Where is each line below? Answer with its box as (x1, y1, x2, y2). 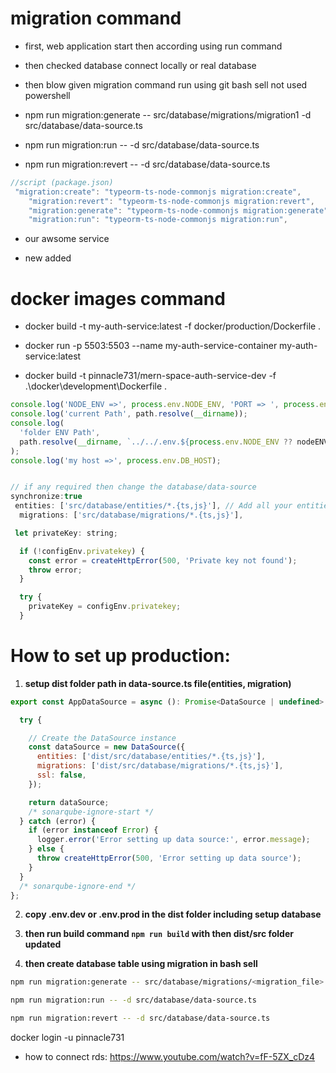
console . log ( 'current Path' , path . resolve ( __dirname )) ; (10, 409, 248, 419)
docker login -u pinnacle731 (10, 1032, 125, 1044)
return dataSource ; (28, 797, 110, 807)
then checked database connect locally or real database (24, 59, 257, 71)
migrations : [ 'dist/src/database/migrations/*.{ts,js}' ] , (36, 761, 284, 771)
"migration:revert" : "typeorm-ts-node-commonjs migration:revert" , (28, 196, 315, 206)
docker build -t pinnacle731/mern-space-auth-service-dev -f (24, 370, 277, 382)
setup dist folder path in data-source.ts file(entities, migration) (24, 677, 292, 689)
